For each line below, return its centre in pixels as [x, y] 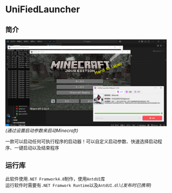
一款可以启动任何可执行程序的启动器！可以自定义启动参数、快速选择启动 [81, 141]
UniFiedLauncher [43, 9]
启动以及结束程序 [41, 147]
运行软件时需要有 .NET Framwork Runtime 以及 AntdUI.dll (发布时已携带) [79, 185]
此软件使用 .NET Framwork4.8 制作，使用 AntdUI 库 [55, 179]
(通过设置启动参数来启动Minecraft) [42, 130]
